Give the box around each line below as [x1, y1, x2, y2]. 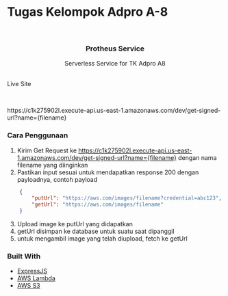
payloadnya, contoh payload [16, 175, 98, 183]
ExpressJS [16, 267, 48, 275]
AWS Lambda [16, 274, 56, 282]
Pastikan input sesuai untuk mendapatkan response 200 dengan [16, 168, 199, 176]
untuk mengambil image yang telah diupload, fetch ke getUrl [16, 234, 188, 243]
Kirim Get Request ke [16, 146, 77, 154]
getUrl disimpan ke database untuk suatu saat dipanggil [16, 227, 175, 236]
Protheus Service [85, 44, 145, 53]
